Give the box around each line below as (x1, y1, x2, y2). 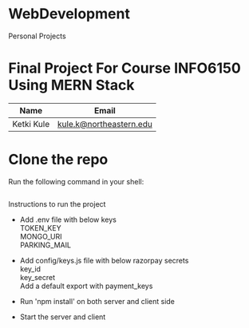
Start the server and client (19, 312, 106, 322)
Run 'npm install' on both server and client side (19, 296, 176, 306)
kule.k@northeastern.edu (57, 118, 153, 129)
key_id (19, 264, 41, 274)
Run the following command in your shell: (8, 176, 144, 186)
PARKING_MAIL (19, 240, 72, 250)
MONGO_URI (19, 231, 62, 241)
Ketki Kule (12, 118, 50, 129)
